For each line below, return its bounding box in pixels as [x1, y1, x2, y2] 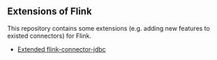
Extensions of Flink [7, 6, 92, 17]
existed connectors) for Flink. [7, 31, 92, 40]
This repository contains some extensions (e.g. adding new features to [7, 24, 211, 32]
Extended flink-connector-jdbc [17, 45, 106, 53]
